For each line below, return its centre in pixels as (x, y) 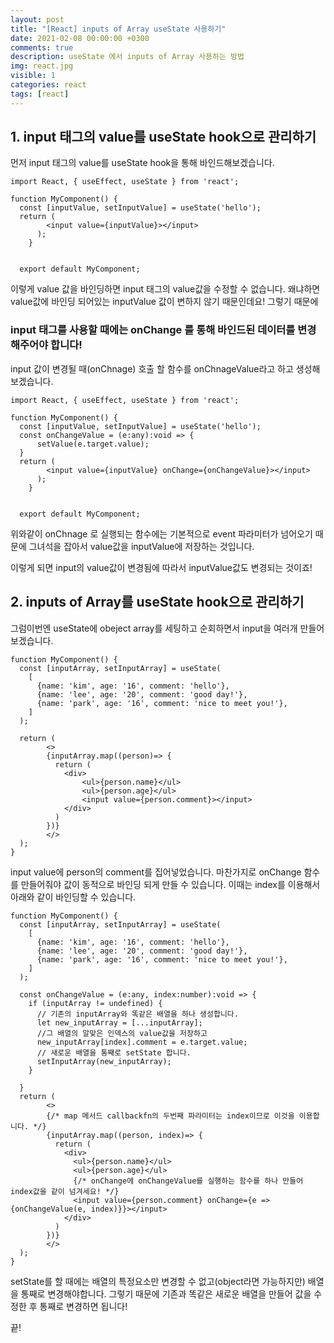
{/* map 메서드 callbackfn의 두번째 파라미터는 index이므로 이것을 (170, 1116)
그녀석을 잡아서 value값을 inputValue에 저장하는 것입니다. (141, 546)
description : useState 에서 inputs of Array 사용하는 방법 (127, 57)
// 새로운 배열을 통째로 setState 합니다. (114, 1052)
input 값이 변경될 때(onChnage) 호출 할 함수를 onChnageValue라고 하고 (152, 368)
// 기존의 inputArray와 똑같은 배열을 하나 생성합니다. (137, 1014)
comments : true (42, 47)
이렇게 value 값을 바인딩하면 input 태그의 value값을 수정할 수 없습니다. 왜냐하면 (165, 289)
